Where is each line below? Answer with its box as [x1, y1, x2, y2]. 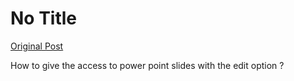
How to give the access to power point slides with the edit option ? [10, 59, 285, 71]
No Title [10, 7, 78, 30]
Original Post [10, 40, 64, 52]
